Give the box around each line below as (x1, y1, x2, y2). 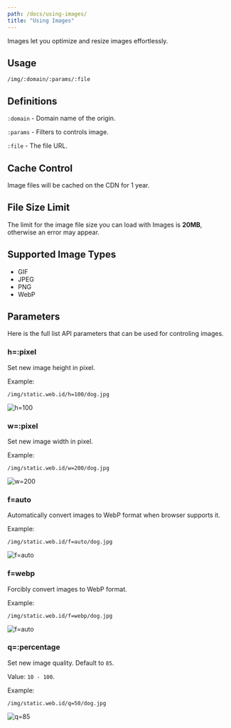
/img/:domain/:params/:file (7, 76, 91, 83)
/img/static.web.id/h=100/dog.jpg (7, 391, 110, 398)
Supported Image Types (7, 249, 117, 261)
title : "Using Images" (7, 17, 75, 24)
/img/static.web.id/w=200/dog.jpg (7, 464, 110, 472)
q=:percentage (7, 642, 60, 652)
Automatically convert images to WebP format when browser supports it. (7, 511, 220, 519)
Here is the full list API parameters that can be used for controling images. (7, 330, 224, 338)
